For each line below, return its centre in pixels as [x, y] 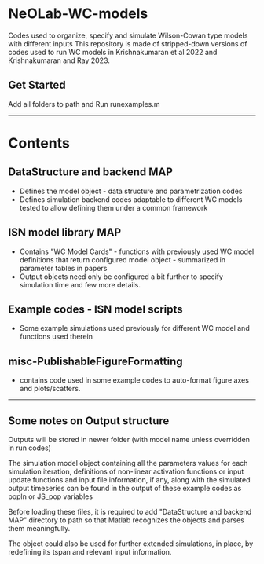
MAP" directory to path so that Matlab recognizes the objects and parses [126, 520]
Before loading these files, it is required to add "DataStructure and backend [130, 512]
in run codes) [29, 448]
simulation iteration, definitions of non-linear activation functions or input [126, 471]
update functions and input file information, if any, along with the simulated [129, 480]
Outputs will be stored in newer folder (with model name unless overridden [129, 439]
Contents [39, 143]
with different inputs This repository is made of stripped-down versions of [128, 43]
